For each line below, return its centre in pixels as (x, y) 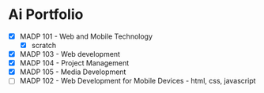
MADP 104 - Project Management (74, 63)
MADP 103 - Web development (70, 54)
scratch (44, 45)
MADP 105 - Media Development (73, 72)
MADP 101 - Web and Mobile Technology (86, 36)
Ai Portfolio (46, 15)
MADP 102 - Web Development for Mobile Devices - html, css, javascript (138, 81)
